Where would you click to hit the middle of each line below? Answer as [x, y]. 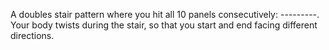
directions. [32, 35]
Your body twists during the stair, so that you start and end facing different [164, 25]
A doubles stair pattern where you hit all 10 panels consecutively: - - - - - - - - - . [165, 14]
